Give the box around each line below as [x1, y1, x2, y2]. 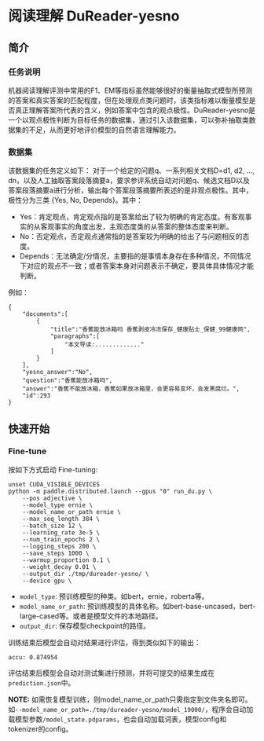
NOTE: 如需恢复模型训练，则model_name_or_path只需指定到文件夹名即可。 [8, 695, 253, 704]
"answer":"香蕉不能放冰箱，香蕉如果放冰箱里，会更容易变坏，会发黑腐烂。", [22, 385, 240, 393]
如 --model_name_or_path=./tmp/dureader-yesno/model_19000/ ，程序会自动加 [8, 704, 254, 713]
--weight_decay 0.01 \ [22, 563, 97, 570]
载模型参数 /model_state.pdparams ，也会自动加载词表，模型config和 [8, 714, 227, 724]
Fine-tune [8, 446, 47, 457]
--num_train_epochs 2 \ [22, 535, 101, 543]
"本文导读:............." [64, 341, 145, 349]
